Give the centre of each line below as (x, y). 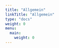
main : (15, 33)
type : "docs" (19, 19)
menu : (11, 28)
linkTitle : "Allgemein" (30, 14)
